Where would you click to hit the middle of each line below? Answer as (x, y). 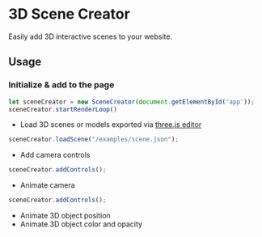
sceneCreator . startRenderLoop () (63, 109)
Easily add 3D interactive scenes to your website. (90, 36)
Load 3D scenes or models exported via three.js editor (111, 125)
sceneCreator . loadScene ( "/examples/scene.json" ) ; (94, 140)
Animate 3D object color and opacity (81, 224)
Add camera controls (55, 155)
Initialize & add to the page (61, 85)
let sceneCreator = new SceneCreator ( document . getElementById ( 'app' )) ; (131, 102)
